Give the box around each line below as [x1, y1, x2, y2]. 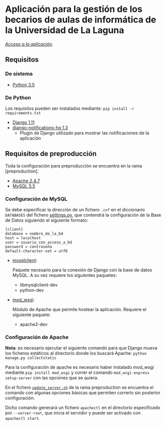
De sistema [5, 71, 33, 78]
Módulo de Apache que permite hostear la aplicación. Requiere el [12, 307, 147, 313]
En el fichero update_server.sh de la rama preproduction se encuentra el [5, 384, 154, 391]
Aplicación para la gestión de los [5, 3, 143, 15]
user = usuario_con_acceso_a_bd [5, 240, 72, 245]
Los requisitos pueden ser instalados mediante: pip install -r [5, 105, 135, 111]
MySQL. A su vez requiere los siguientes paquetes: [12, 272, 117, 278]
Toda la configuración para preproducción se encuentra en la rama [5, 163, 143, 169]
